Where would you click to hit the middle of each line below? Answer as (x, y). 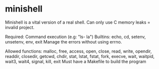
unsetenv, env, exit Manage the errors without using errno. (64, 41)
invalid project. (20, 27)
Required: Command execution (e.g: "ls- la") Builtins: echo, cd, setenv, (76, 37)
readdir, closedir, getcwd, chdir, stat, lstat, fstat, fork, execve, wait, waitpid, (80, 56)
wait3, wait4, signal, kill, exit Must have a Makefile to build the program (76, 61)
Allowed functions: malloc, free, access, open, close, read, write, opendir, (78, 51)
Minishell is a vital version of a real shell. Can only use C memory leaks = (78, 22)
